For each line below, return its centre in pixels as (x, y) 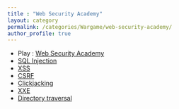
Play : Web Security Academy (61, 53)
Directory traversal (45, 98)
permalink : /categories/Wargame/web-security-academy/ (90, 27)
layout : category (33, 20)
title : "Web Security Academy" (55, 14)
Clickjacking (35, 83)
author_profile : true (39, 33)
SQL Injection (37, 61)
